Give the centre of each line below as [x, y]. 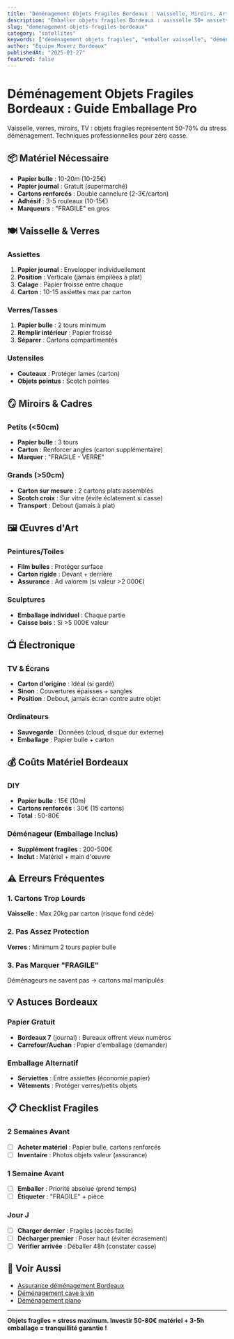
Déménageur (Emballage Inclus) [63, 834]
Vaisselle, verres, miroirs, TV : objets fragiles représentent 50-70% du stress [117, 128]
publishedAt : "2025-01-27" [46, 53]
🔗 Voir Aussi [34, 1269]
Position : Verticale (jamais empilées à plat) [80, 277]
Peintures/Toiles [36, 551]
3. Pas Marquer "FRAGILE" [53, 965]
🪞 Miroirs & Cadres [50, 404]
